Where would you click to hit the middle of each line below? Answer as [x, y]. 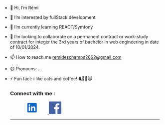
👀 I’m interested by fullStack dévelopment [53, 17]
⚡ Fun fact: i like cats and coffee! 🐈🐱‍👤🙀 [51, 79]
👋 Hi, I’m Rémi [24, 8]
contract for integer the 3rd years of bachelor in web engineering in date [84, 42]
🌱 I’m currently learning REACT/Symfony [51, 27]
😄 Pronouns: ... [26, 69]
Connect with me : [32, 93]
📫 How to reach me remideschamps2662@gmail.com [66, 57]
